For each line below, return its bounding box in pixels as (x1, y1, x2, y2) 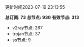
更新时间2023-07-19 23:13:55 (5, 4, 65, 10)
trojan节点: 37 (12, 31, 40, 36)
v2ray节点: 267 (12, 25, 43, 31)
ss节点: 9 (12, 37, 31, 43)
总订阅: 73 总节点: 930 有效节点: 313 (5, 15, 80, 20)
